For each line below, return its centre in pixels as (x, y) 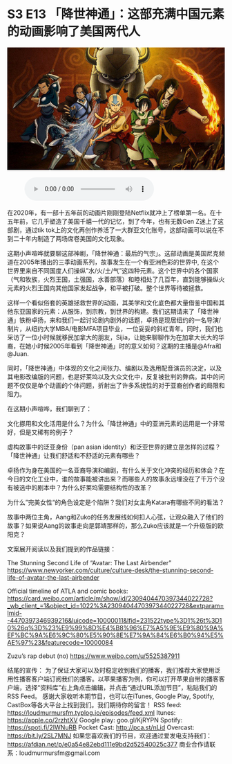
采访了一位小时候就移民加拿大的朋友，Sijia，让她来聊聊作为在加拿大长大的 (113, 337)
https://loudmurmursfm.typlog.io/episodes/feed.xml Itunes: (91, 713)
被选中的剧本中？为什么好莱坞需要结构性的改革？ (83, 488)
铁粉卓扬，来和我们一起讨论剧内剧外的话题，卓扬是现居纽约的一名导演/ (120, 320)
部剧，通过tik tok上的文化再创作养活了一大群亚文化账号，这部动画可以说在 (113, 230)
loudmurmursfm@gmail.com (60, 753)
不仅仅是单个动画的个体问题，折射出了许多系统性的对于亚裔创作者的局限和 (119, 386)
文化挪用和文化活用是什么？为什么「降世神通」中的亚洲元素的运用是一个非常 (116, 424)
